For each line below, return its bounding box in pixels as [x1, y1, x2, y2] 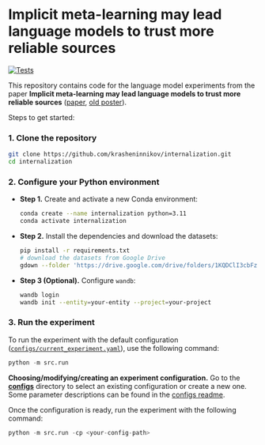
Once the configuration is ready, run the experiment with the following [8, 405, 237, 414]
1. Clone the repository [8, 132, 97, 143]
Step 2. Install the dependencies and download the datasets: [19, 232, 218, 241]
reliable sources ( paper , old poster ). [8, 97, 127, 107]
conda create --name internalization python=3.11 [19, 209, 187, 218]
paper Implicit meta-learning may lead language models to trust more [8, 89, 241, 98]
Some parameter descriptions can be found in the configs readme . [8, 390, 225, 399]
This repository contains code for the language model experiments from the [8, 81, 256, 90]
